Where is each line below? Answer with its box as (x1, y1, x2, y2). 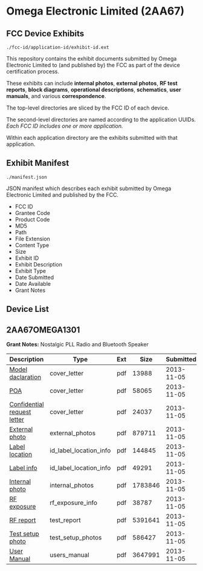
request (9, 408, 31, 416)
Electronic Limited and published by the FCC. (6, 191, 119, 198)
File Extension (14, 235, 50, 242)
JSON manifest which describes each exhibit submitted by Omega (6, 185, 172, 192)
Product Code (14, 216, 50, 223)
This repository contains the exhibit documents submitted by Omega (6, 55, 177, 62)
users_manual (50, 551, 89, 559)
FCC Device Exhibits (6, 28, 85, 39)
